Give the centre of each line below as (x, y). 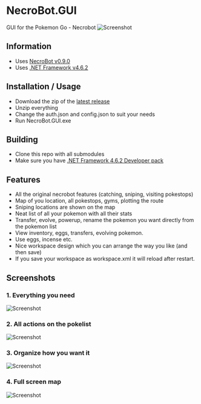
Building (22, 139)
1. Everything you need (41, 295)
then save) (28, 252)
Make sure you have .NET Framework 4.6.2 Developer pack (89, 161)
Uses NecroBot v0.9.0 (43, 61)
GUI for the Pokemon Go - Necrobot (51, 27)
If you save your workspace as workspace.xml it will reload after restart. (105, 259)
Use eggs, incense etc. (44, 240)
